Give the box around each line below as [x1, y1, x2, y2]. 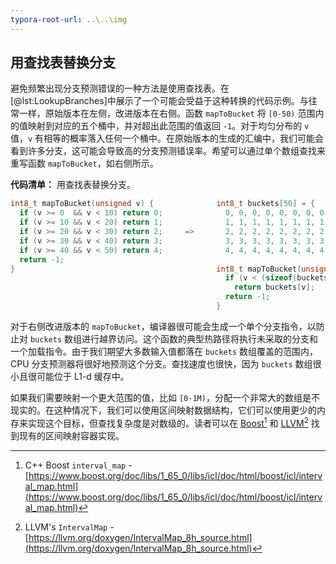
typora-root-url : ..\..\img [10, 14, 128, 25]
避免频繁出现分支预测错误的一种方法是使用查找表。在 [10, 82, 230, 95]
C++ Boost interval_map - [24, 459, 133, 471]
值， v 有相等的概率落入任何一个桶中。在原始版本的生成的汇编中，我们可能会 [10, 132, 325, 145]
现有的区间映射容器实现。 [18, 429, 125, 441]
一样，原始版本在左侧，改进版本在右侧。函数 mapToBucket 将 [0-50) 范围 [18, 107, 316, 120]
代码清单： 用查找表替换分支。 [10, 179, 136, 191]
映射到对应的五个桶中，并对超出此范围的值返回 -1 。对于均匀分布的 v [27, 120, 310, 132]
